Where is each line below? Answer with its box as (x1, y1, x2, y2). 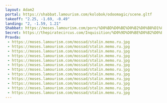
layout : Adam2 (5, 7, 35, 12)
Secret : (5, 30, 21, 35)
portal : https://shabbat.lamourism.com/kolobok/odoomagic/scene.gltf (5, 12, 153, 17)
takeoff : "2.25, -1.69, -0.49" (5, 16, 70, 21)
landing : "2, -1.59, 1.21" (5, 21, 61, 26)
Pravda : (5, 35, 21, 40)
